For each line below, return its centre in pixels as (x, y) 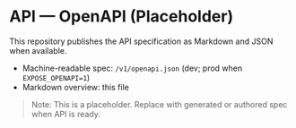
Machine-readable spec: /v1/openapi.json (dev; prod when (132, 68)
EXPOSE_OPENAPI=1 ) (56, 77)
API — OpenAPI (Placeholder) (122, 17)
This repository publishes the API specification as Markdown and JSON (141, 41)
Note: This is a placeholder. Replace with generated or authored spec (159, 104)
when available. (38, 50)
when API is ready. (66, 114)
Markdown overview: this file (76, 87)
